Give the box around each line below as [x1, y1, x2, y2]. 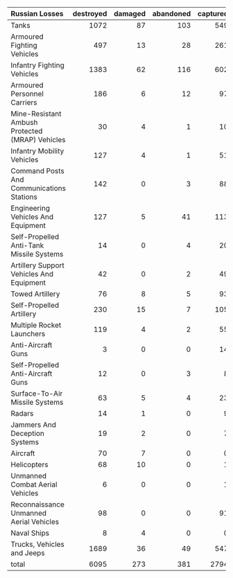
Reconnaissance [10, 500, 64, 509]
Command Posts [10, 166, 64, 175]
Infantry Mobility [10, 146, 64, 155]
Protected [10, 126, 43, 136]
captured [197, 9, 229, 18]
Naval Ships [10, 528, 50, 538]
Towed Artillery [10, 289, 60, 299]
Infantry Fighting [10, 60, 64, 70]
